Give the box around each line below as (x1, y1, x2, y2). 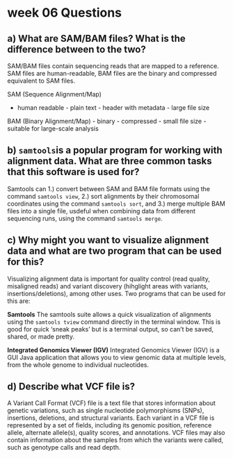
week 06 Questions (7, 5, 122, 21)
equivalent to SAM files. (7, 76, 75, 85)
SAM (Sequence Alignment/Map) (7, 90, 102, 98)
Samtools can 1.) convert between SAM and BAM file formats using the (7, 184, 211, 193)
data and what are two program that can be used (7, 245, 222, 257)
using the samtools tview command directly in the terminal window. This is (7, 318, 221, 326)
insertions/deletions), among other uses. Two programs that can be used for (7, 289, 226, 297)
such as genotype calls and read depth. (7, 443, 121, 452)
